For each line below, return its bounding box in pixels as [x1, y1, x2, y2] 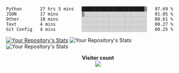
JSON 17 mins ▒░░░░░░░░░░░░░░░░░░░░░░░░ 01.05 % [6, 11, 174, 17]
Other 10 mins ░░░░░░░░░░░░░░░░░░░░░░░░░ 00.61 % [6, 16, 174, 22]
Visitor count [82, 54, 114, 61]
